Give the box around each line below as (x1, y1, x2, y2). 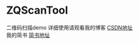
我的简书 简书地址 (6, 31, 50, 39)
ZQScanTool (6, 4, 68, 17)
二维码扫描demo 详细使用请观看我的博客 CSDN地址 (6, 24, 133, 31)
